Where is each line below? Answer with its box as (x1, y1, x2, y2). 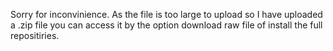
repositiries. (10, 30, 60, 41)
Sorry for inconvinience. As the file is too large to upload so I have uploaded (10, 9, 323, 20)
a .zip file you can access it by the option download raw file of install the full (10, 19, 323, 31)
